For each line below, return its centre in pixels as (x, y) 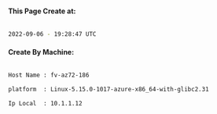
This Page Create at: (42, 11)
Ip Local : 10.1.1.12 (45, 104)
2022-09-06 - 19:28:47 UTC (52, 34)
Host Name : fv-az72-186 (49, 75)
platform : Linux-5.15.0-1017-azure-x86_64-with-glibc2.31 (109, 90)
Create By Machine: (41, 52)
